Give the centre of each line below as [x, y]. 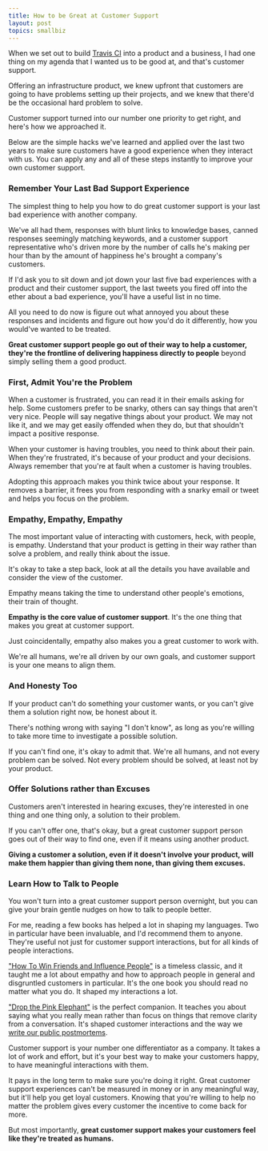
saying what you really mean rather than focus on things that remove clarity [133, 1016]
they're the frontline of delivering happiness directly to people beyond [127, 353]
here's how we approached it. [57, 127]
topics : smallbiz [37, 30]
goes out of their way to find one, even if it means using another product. [129, 839]
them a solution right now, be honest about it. [83, 712]
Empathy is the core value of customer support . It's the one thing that [125, 617]
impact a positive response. [54, 434]
